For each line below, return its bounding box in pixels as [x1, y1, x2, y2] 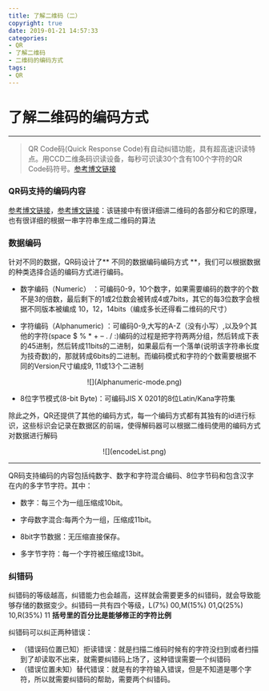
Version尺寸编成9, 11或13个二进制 [34, 361, 144, 371]
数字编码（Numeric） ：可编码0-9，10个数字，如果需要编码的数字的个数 [19, 284, 259, 294]
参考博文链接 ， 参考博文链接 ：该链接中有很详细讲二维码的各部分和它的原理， [8, 205, 261, 215]
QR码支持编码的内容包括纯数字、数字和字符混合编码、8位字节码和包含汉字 [8, 471, 255, 480]
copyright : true [8, 19, 62, 27]
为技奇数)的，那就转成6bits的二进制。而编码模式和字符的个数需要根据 [19, 352, 250, 361]
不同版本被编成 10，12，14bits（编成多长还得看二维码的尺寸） [26, 304, 232, 314]
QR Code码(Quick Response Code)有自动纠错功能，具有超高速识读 [27, 143, 249, 153]
